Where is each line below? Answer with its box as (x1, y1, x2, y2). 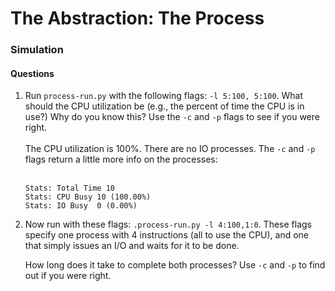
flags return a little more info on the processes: (24, 153, 218, 166)
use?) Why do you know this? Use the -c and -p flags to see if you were (24, 111, 320, 123)
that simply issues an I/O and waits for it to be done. (24, 240, 240, 252)
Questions (10, 67, 55, 79)
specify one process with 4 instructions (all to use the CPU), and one (24, 229, 310, 241)
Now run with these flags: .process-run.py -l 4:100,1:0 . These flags (24, 218, 312, 231)
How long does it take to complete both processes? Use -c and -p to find (24, 259, 326, 271)
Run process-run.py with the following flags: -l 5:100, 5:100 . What (24, 90, 304, 102)
